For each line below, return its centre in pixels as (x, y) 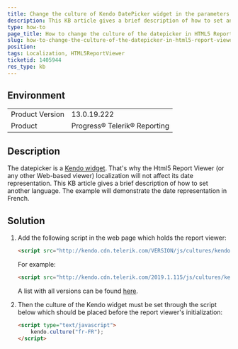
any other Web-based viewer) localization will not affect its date (100, 176)
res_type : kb (27, 67)
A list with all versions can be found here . (78, 291)
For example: (36, 264)
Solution (26, 221)
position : (22, 47)
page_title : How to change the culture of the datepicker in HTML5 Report (120, 34)
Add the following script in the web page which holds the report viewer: (122, 238)
